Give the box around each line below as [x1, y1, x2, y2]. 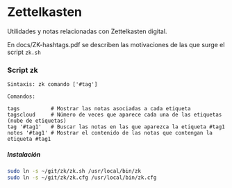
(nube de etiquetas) [7, 117, 67, 125]
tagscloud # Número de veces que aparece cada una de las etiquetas [7, 112, 222, 119]
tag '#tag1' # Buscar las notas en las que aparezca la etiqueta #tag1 [7, 123, 226, 130]
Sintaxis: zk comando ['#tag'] [7, 81, 98, 88]
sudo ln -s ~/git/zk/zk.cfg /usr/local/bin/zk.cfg [7, 174, 157, 181]
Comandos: [7, 93, 36, 101]
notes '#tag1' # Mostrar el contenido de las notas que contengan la [7, 130, 213, 137]
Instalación [7, 150, 41, 158]
